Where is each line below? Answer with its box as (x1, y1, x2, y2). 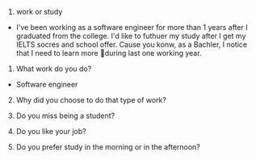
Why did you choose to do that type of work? (15, 95, 167, 104)
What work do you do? (15, 64, 92, 74)
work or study (15, 7, 63, 16)
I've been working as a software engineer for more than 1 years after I (15, 23, 248, 32)
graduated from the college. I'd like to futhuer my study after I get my (15, 32, 246, 40)
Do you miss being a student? (15, 111, 115, 120)
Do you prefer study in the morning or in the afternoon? (15, 142, 200, 152)
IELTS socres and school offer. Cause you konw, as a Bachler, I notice (15, 40, 248, 49)
